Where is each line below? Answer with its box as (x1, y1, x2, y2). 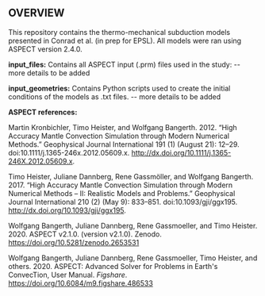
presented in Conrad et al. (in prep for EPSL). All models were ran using (8, 36, 242, 45)
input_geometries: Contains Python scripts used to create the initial (8, 83, 231, 93)
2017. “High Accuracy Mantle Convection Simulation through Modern (8, 180, 233, 190)
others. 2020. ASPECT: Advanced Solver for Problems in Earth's (8, 261, 218, 271)
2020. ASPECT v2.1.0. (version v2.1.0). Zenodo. (8, 229, 163, 239)
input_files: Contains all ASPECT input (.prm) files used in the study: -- (8, 60, 240, 69)
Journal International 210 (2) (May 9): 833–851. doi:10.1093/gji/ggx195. (8, 197, 238, 206)
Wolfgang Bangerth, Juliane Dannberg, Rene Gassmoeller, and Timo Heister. (8, 221, 258, 230)
